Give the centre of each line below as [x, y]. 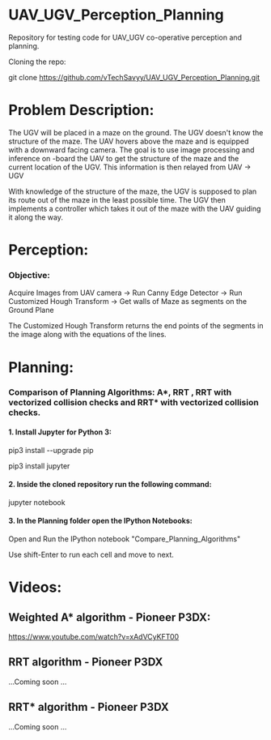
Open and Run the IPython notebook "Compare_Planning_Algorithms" [125, 539]
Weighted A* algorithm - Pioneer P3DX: [110, 617]
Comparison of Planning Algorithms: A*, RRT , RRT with [120, 392]
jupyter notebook [37, 502]
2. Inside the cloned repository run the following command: [110, 485]
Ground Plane [31, 310]
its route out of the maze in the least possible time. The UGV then [117, 199]
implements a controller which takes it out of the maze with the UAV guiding [135, 208]
